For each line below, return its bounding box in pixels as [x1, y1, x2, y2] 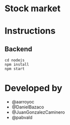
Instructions [4, 25, 56, 37]
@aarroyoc [11, 99, 35, 105]
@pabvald [11, 115, 33, 121]
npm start [4, 67, 25, 72]
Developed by [4, 83, 63, 94]
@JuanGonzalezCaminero [11, 109, 65, 115]
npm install [4, 62, 29, 67]
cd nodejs [4, 58, 25, 63]
